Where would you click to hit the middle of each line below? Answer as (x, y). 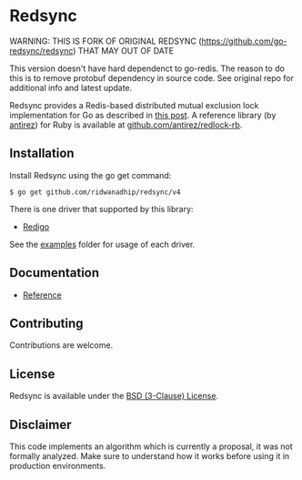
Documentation (55, 273)
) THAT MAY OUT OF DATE (123, 50)
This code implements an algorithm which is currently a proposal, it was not (151, 446)
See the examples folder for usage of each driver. (102, 244)
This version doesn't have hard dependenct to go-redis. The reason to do (147, 68)
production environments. (58, 466)
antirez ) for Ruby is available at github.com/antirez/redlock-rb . (126, 125)
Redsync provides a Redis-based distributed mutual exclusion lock (134, 105)
